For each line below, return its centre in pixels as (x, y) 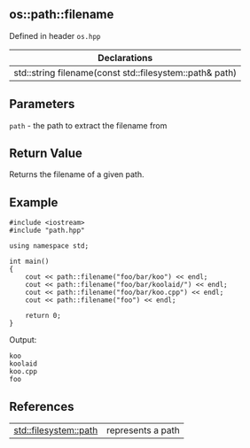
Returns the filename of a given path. (77, 174)
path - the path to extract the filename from (88, 125)
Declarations (125, 58)
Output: (23, 340)
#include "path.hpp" (47, 231)
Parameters (42, 104)
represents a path (143, 430)
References (42, 406)
